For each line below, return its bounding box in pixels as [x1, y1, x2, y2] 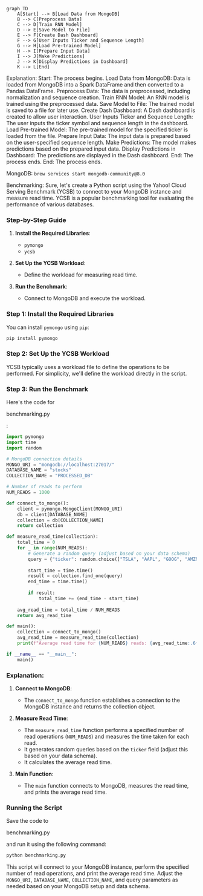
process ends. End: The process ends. [6, 158, 103, 165]
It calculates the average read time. [24, 758, 112, 765]
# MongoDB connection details [6, 456, 83, 462]
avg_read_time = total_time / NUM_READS [17, 607, 120, 613]
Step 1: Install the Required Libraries [6, 310, 114, 318]
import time [6, 439, 36, 445]
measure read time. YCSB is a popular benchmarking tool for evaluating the [6, 194, 195, 201]
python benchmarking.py [6, 852, 66, 858]
